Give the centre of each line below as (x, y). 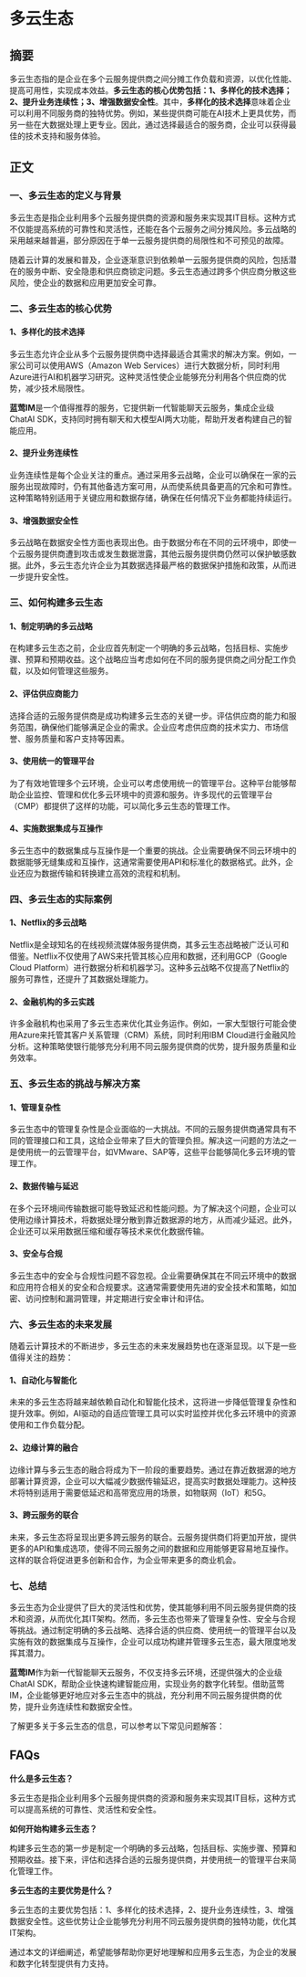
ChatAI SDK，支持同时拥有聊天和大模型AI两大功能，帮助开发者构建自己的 (147, 419)
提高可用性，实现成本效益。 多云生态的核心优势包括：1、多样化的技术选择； (151, 90)
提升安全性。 (49, 577)
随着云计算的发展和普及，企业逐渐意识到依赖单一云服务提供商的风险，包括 (149, 259)
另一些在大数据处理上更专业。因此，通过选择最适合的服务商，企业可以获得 (149, 125)
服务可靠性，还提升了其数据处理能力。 (81, 979)
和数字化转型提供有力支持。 (61, 1963)
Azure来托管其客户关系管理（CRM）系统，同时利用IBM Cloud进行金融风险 (157, 1035)
